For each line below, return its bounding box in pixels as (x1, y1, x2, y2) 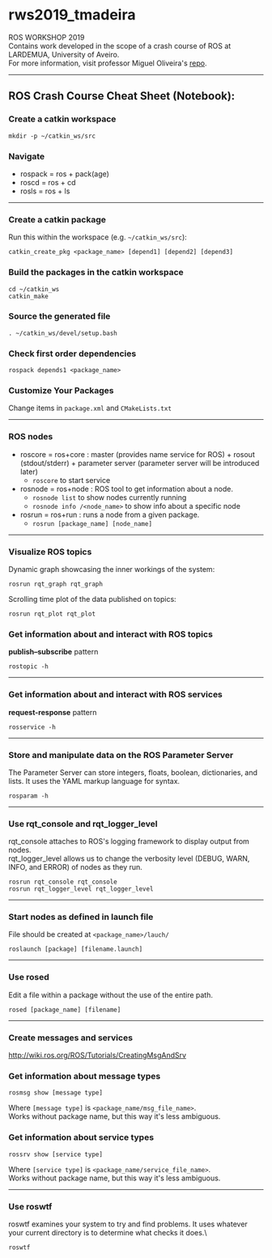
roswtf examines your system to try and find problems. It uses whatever (8, 1219, 249, 1229)
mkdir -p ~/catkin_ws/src (8, 132, 96, 140)
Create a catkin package (8, 214, 107, 225)
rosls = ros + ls (19, 186, 70, 196)
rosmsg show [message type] (8, 1089, 104, 1097)
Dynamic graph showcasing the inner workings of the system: (8, 565, 215, 574)
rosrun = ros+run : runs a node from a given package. (19, 510, 200, 519)
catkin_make (8, 292, 49, 300)
